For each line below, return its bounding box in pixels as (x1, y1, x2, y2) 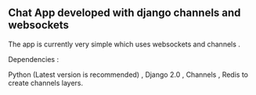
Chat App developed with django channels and (8, 6, 241, 20)
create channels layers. (8, 78, 84, 87)
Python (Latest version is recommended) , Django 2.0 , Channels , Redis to (8, 70, 249, 79)
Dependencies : (8, 54, 59, 64)
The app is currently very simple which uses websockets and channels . (8, 39, 241, 49)
